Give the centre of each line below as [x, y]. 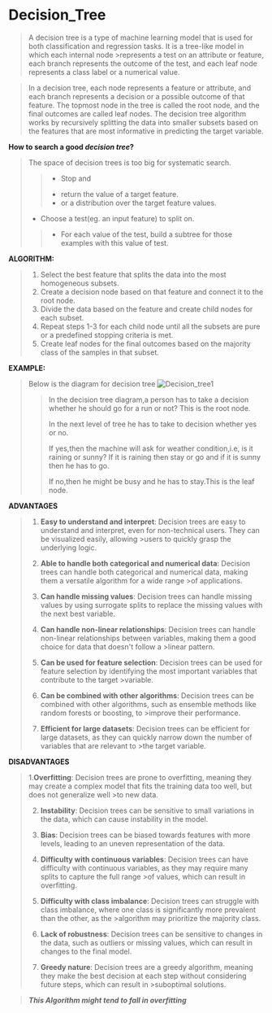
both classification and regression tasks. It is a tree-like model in [136, 46]
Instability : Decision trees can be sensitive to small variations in [147, 810]
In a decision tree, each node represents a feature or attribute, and [140, 88]
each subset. [62, 317]
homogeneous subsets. [80, 283]
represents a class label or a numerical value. [104, 72]
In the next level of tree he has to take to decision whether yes [153, 424]
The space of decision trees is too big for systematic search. [130, 162]
